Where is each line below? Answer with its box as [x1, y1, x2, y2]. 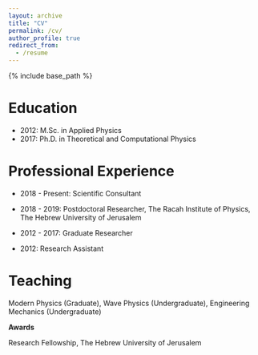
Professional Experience [8, 162, 175, 180]
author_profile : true [8, 34, 81, 42]
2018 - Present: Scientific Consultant [19, 188, 142, 198]
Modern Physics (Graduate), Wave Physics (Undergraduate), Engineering [8, 298, 250, 308]
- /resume [15, 49, 48, 57]
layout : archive [8, 11, 62, 20]
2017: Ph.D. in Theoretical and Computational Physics [19, 134, 196, 143]
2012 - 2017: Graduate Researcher [19, 228, 134, 237]
